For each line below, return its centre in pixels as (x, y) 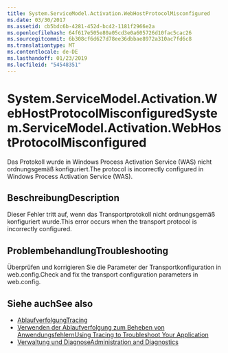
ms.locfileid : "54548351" (44, 65)
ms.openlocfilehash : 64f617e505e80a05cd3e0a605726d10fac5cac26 (100, 33)
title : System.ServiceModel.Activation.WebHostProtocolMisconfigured (109, 13)
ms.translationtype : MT (41, 45)
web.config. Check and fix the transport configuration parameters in (103, 275)
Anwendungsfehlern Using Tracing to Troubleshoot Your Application (113, 335)
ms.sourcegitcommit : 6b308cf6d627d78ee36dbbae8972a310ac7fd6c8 (100, 39)
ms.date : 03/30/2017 (37, 20)
